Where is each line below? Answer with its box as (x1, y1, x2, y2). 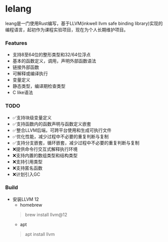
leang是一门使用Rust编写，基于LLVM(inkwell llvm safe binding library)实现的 (5, 20, 163, 26)
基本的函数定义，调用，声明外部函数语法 (12, 58, 96, 64)
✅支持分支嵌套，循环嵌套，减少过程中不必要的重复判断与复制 (12, 140, 139, 146)
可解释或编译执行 (12, 71, 48, 77)
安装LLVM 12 (12, 196, 39, 202)
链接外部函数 (12, 64, 39, 71)
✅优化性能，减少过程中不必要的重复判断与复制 (12, 133, 109, 139)
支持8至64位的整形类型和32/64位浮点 (12, 51, 91, 58)
